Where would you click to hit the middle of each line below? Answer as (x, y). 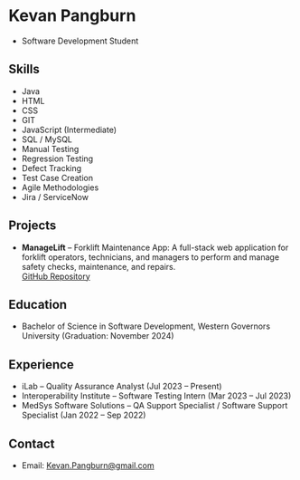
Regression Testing (57, 158)
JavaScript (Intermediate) (69, 130)
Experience (41, 365)
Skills (24, 69)
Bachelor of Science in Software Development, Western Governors (146, 326)
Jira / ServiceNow (55, 197)
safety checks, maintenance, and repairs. (98, 266)
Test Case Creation (57, 178)
